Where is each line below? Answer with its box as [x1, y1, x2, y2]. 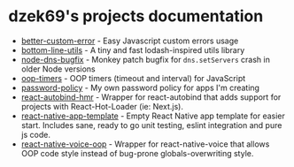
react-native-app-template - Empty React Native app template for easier [20, 110, 285, 121]
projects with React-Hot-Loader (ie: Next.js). [20, 101, 183, 111]
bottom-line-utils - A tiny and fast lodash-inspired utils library [20, 44, 245, 55]
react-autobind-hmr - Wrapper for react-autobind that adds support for [20, 91, 282, 102]
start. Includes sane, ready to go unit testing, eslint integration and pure [20, 119, 282, 130]
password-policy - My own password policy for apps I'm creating [20, 82, 260, 93]
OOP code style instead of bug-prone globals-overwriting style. [20, 148, 254, 158]
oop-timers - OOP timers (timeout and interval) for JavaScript [20, 72, 246, 83]
